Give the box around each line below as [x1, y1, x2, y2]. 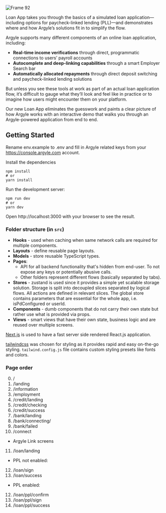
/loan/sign [12, 467, 34, 473]
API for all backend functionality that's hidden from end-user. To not [20, 264, 160, 270]
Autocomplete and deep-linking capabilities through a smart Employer [12, 60, 161, 66]
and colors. [5, 352, 29, 358]
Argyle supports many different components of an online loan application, [5, 35, 157, 40]
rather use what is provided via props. [12, 312, 91, 318]
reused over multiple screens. [12, 322, 74, 328]
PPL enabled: [12, 482, 40, 488]
